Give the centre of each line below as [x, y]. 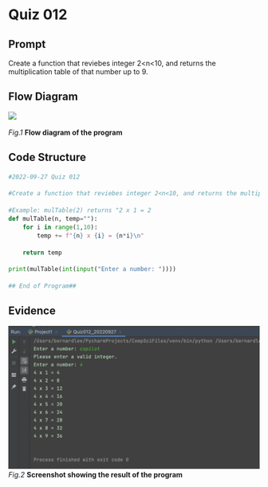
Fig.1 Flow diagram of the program [65, 132]
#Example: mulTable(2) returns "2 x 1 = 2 [80, 210]
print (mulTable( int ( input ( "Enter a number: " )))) [93, 269]
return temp [42, 253]
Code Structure [47, 157]
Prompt [27, 44]
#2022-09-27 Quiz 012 [44, 177]
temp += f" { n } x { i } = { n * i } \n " [91, 236]
